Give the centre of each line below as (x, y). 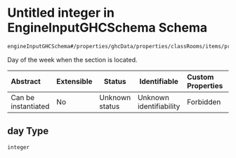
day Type (28, 131)
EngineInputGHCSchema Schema (107, 28)
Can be (23, 97)
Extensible (74, 81)
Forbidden (204, 101)
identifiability (159, 106)
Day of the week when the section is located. (73, 59)
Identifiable (159, 81)
